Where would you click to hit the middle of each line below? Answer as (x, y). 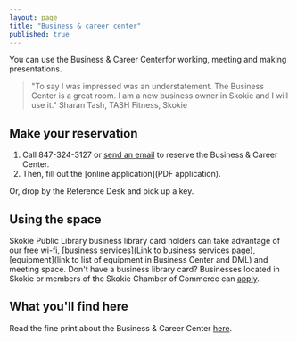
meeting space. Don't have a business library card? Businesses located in (145, 269)
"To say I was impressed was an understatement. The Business (148, 87)
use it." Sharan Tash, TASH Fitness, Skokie (109, 105)
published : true (39, 34)
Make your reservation (74, 133)
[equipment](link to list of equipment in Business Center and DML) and (139, 259)
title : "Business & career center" (75, 26)
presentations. (36, 69)
